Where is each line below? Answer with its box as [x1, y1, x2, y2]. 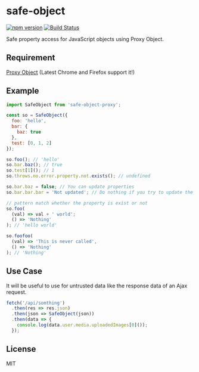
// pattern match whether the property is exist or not [6, 200, 148, 206]
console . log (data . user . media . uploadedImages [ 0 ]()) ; [17, 322, 148, 328]
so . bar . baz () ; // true [6, 162, 63, 168]
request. [6, 288, 27, 296]
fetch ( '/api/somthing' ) [6, 300, 66, 306]
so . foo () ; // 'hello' [6, 156, 60, 162]
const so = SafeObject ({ [6, 112, 68, 119]
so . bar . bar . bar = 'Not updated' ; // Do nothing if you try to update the [6, 189, 194, 195]
